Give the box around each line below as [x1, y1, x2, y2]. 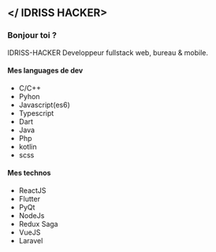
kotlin [18, 142, 37, 151]
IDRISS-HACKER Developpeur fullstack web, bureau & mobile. [7, 47, 209, 57]
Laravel [18, 236, 43, 246]
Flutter [18, 195, 41, 204]
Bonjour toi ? [7, 30, 57, 41]
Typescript [18, 108, 54, 117]
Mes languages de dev [7, 66, 84, 76]
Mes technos [7, 169, 51, 178]
